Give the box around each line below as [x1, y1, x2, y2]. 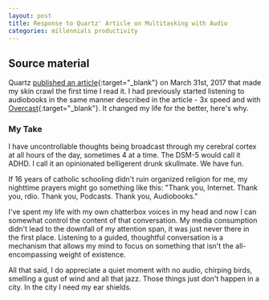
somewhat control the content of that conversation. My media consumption [8, 216, 258, 225]
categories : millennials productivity [8, 27, 138, 35]
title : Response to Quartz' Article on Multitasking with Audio [8, 19, 228, 27]
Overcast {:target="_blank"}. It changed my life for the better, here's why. [8, 104, 249, 113]
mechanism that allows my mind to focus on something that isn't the [8, 241, 234, 251]
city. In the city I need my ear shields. [8, 282, 132, 292]
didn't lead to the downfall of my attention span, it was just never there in [8, 224, 250, 234]
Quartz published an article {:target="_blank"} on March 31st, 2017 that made [8, 78, 262, 88]
